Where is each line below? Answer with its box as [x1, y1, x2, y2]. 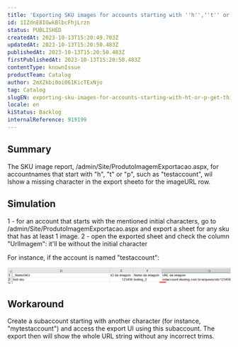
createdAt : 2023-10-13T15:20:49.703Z [7, 34, 119, 41]
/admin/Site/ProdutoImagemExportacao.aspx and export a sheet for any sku [7, 224, 229, 233]
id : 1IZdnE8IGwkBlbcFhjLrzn [7, 18, 91, 26]
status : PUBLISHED [7, 26, 62, 33]
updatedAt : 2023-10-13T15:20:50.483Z [7, 41, 119, 49]
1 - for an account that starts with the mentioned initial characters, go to [7, 216, 217, 225]
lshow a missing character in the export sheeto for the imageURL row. [7, 177, 211, 186]
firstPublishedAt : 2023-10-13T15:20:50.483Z [7, 57, 141, 64]
